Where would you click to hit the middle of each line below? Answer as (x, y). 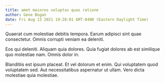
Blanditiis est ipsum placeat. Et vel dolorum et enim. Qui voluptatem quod (82, 65)
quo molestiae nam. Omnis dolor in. (42, 54)
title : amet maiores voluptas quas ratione (52, 10)
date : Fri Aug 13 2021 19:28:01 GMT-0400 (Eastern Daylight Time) (77, 19)
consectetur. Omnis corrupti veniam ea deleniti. (55, 39)
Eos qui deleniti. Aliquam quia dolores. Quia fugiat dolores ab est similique (82, 49)
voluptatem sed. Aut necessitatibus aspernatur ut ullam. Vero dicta (75, 70)
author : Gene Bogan (26, 15)
